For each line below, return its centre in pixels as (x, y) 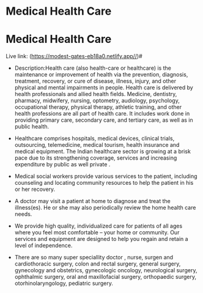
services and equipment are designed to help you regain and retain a (101, 239)
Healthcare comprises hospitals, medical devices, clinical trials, (94, 138)
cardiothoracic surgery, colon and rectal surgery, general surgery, (98, 264)
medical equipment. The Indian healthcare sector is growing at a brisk (102, 152)
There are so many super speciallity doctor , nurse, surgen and (94, 258)
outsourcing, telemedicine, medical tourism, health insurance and (97, 145)
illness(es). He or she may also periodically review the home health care (105, 208)
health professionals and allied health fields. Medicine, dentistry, (96, 94)
